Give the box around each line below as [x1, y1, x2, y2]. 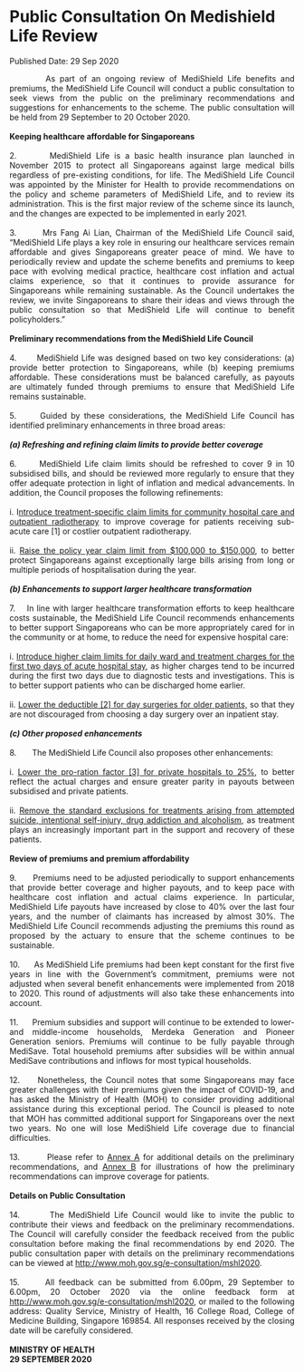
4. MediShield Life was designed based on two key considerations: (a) [9, 352, 295, 363]
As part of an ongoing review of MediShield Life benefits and [44, 72, 295, 83]
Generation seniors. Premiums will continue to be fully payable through [9, 1036, 295, 1047]
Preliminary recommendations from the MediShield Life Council [9, 333, 253, 343]
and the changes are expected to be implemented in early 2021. [9, 208, 247, 218]
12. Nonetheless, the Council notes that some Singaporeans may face [9, 1074, 295, 1085]
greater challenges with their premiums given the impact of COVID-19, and [9, 1084, 295, 1095]
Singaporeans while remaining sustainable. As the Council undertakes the [9, 285, 295, 295]
